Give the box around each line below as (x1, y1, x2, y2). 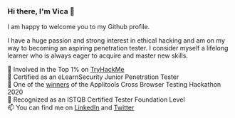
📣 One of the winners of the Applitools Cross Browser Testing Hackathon (7, 80, 221, 89)
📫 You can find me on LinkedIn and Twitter (7, 103, 135, 112)
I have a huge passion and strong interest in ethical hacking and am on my (7, 36, 226, 45)
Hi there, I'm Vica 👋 (7, 6, 75, 16)
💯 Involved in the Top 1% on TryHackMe (7, 65, 125, 74)
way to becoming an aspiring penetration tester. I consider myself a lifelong (7, 44, 229, 53)
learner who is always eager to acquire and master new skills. (7, 51, 189, 60)
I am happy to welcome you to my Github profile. (7, 23, 150, 31)
